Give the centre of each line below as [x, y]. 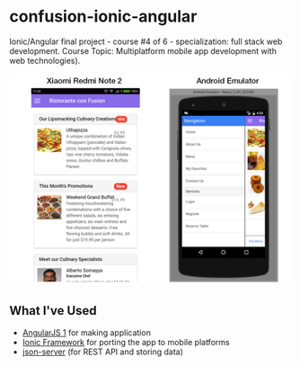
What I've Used [53, 311]
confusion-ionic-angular [103, 17]
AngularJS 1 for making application [86, 332]
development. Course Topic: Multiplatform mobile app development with [143, 50]
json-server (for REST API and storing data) [103, 352]
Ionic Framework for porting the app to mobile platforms [126, 342]
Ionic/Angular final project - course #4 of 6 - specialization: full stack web [146, 41]
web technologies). [45, 60]
